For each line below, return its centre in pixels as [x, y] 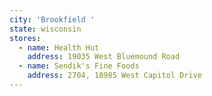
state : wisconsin [45, 29]
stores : [25, 38]
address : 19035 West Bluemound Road [104, 57]
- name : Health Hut [59, 47]
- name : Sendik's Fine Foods [79, 66]
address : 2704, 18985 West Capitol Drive [114, 76]
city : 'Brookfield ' [52, 19]
